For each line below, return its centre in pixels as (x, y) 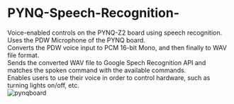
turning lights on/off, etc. (43, 85)
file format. (23, 55)
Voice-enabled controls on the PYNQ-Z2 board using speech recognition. (115, 33)
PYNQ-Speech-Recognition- (93, 13)
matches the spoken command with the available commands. (97, 70)
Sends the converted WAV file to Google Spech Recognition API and (107, 62)
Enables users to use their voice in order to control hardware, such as (109, 77)
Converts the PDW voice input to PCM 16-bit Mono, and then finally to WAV (117, 47)
